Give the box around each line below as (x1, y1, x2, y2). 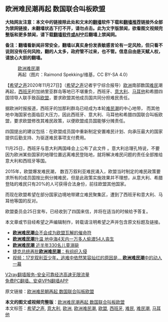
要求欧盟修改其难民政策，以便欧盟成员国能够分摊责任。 (13, 117, 128, 123)
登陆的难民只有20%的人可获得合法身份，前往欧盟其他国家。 (5, 180, 129, 186)
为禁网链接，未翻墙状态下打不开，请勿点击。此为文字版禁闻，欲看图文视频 (5, 25, 158, 31)
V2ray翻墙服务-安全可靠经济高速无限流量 (5, 271, 90, 277)
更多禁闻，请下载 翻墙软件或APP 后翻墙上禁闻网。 (18, 31, 119, 37)
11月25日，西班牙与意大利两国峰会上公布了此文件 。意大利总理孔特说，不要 (5, 145, 160, 151)
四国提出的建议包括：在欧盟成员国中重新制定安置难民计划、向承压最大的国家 (5, 128, 163, 134)
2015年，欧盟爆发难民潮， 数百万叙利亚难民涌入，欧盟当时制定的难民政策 (5, 168, 156, 174)
